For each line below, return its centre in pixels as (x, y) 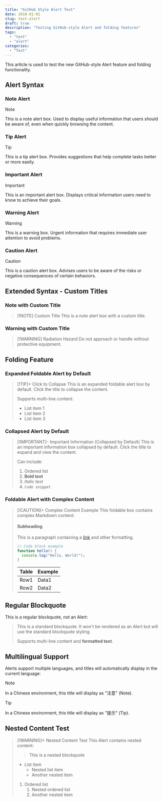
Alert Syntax (25, 85)
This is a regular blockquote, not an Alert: (47, 617)
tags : (10, 32)
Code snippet (38, 487)
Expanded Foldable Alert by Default (48, 373)
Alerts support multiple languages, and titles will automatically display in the (81, 668)
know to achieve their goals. (33, 200)
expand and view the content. (47, 452)
